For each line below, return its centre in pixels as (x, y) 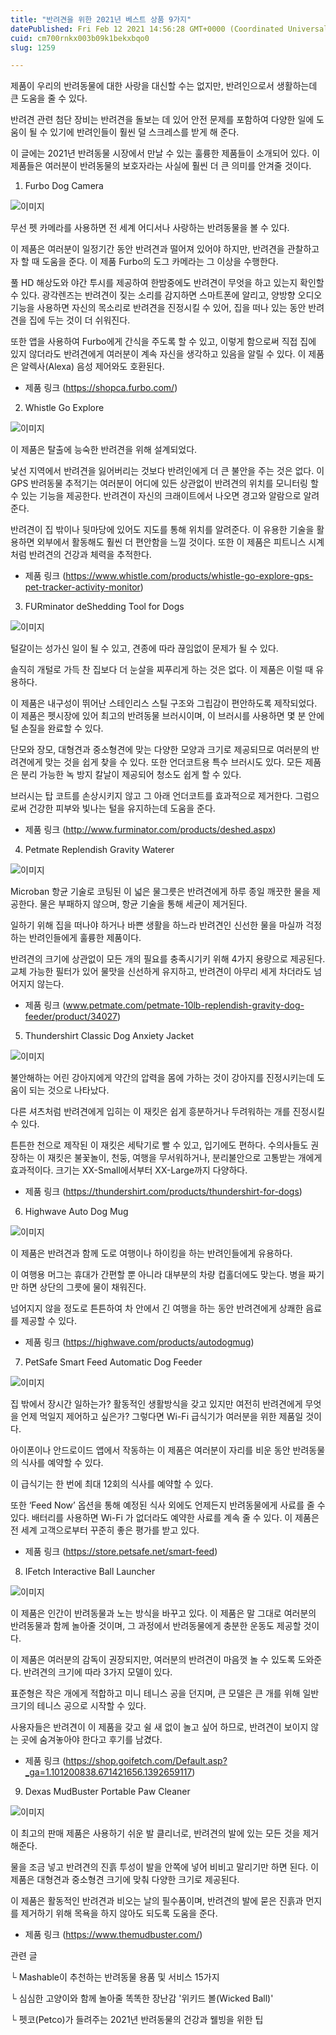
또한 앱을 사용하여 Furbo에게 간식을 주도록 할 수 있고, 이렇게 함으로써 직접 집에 (163, 342)
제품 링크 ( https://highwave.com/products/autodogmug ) (139, 1342)
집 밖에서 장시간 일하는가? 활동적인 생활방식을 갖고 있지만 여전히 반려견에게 (156, 1404)
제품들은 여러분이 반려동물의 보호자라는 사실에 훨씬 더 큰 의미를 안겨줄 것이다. (161, 166)
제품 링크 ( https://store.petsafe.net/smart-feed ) (121, 1552)
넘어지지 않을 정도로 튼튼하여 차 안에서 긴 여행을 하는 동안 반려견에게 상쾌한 (157, 1308)
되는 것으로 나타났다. (69, 1090)
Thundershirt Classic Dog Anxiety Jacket (109, 1036)
